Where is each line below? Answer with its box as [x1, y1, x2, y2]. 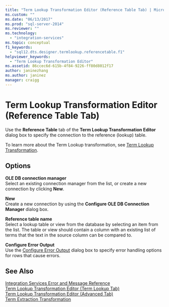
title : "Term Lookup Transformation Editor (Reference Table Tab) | [5, 7, 152, 13]
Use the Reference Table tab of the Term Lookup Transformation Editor [5, 126, 156, 132]
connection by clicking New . [5, 186, 64, 192]
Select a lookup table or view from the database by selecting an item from [5, 221, 158, 227]
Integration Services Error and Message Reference [5, 280, 111, 286]
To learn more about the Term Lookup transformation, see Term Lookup [5, 141, 154, 147]
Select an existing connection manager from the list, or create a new [5, 180, 147, 186]
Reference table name [5, 216, 52, 222]
